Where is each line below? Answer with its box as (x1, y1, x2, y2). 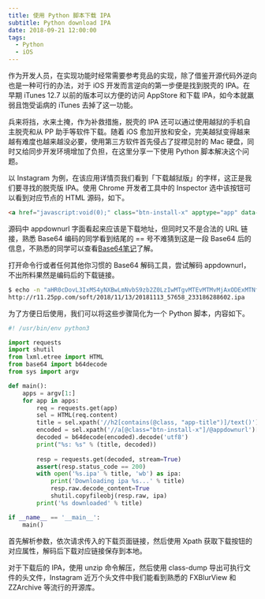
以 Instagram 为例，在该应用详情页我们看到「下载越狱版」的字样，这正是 (8, 173, 245, 182)
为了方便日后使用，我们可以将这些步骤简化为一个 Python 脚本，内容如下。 (8, 308, 250, 318)
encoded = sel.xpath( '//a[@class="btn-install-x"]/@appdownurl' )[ (36, 426, 259, 434)
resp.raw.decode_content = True (50, 485, 150, 493)
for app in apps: (22, 396, 80, 404)
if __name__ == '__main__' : (8, 513, 101, 521)
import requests (8, 338, 62, 347)
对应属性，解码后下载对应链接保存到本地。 (8, 545, 147, 556)
